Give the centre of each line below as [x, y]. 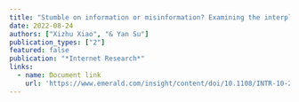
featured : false [39, 51]
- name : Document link [59, 75]
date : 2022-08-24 [41, 26]
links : [21, 67]
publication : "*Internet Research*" [77, 59]
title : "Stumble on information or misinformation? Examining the [135, 17]
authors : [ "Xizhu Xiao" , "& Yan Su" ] [79, 34]
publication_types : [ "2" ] [57, 42]
